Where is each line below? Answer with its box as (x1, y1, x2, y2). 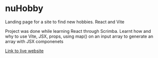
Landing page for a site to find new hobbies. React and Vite (5, 19, 125, 25)
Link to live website (5, 48, 44, 54)
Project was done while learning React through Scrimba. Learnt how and (5, 28, 151, 34)
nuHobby (5, 3, 44, 14)
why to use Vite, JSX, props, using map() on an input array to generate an (5, 33, 154, 39)
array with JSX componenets (5, 38, 64, 44)
